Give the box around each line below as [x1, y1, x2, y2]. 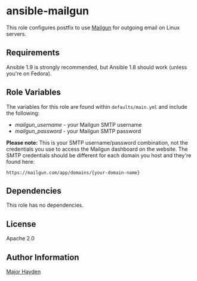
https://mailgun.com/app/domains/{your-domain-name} [6, 169, 140, 176]
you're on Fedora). [6, 70, 52, 77]
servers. [6, 30, 27, 37]
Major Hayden [6, 268, 41, 275]
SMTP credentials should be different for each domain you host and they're [6, 151, 192, 159]
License [6, 219, 36, 229]
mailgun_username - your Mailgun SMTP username [14, 121, 142, 128]
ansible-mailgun [6, 4, 90, 18]
